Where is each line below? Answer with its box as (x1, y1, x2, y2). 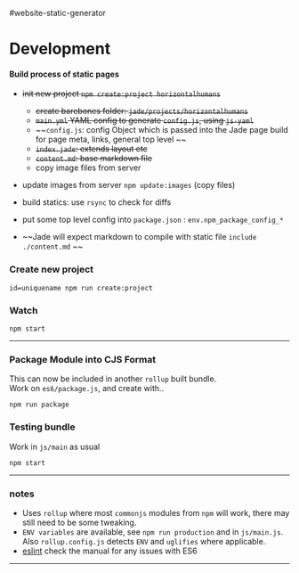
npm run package (9, 400, 69, 409)
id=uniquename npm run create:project (9, 283, 153, 292)
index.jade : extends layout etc (35, 143, 149, 154)
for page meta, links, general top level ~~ (35, 134, 187, 145)
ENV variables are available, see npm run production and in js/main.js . (21, 526, 284, 537)
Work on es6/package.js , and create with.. (9, 383, 165, 394)
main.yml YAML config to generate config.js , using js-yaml (35, 115, 255, 126)
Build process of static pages (9, 69, 120, 79)
